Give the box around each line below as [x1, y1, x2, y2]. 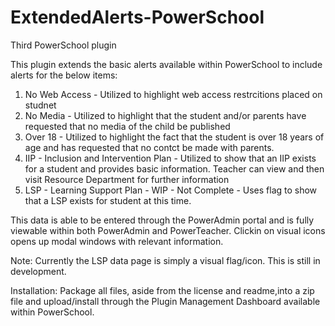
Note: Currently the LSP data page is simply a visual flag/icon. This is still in [10, 254, 321, 266]
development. [10, 265, 67, 277]
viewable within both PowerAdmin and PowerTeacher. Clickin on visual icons [10, 224, 326, 236]
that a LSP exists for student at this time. [24, 194, 192, 206]
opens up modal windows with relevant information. [10, 235, 224, 247]
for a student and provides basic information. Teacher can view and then [24, 162, 325, 175]
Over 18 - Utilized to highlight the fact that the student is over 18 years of [24, 131, 325, 143]
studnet [24, 99, 57, 111]
